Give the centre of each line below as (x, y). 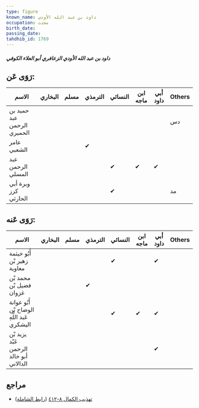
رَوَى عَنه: (21, 219)
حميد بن (19, 111)
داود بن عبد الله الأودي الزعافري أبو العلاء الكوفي (58, 58)
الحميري (20, 132)
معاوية (17, 268)
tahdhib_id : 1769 (28, 39)
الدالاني (18, 364)
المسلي (19, 174)
